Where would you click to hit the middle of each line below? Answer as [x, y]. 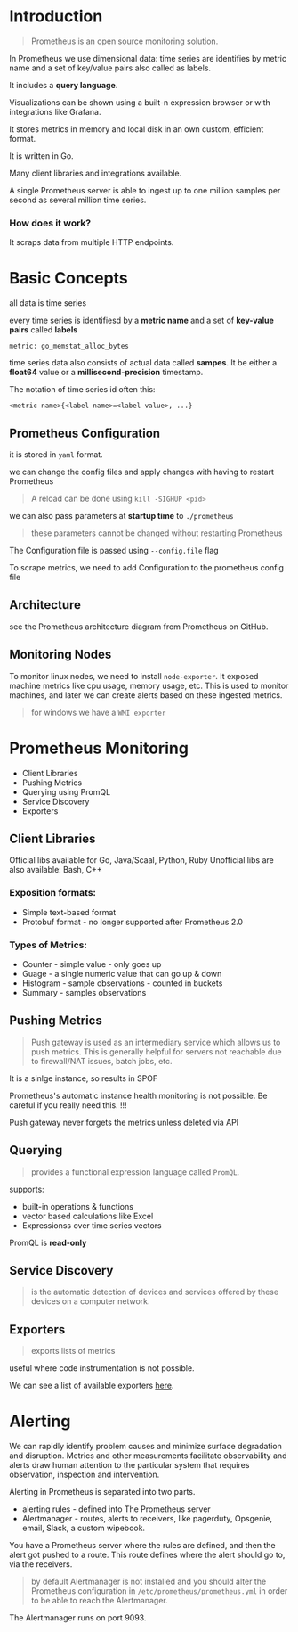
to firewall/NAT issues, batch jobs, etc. [101, 1061]
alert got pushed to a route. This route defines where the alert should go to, [147, 1555]
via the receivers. [41, 1564]
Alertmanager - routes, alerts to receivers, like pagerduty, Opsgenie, [147, 1519]
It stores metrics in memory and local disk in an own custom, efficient [137, 129]
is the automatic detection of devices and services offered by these [154, 1292]
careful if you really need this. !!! [68, 1105]
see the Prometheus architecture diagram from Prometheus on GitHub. [139, 627]
